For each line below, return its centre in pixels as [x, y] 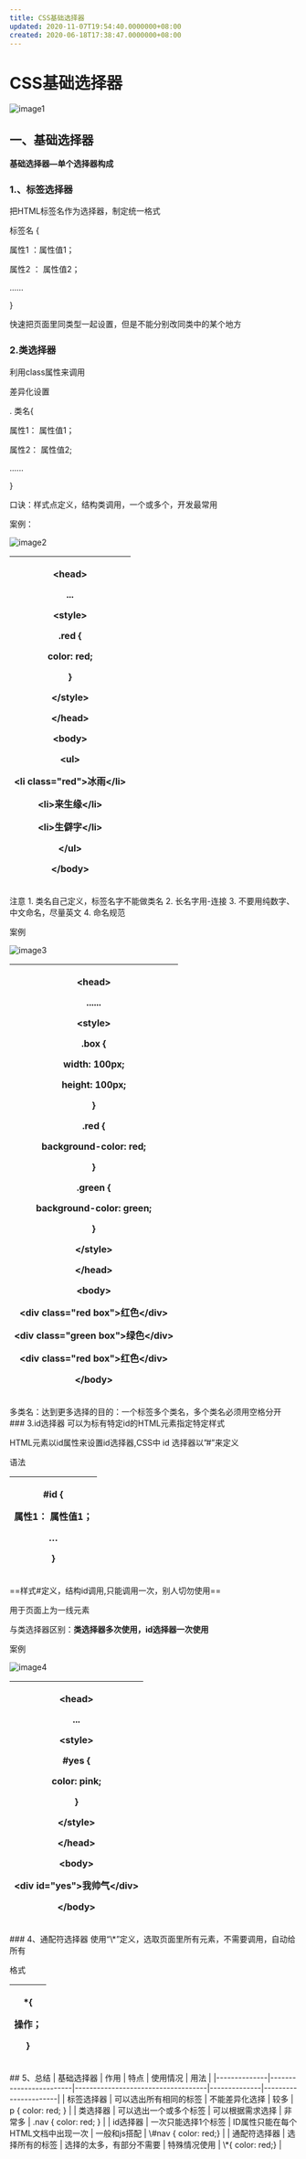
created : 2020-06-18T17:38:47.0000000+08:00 [95, 35]
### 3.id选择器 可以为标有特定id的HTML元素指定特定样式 [117, 1423]
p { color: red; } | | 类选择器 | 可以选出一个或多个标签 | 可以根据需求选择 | [146, 2110]
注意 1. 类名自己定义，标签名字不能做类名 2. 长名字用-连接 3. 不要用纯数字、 [152, 900]
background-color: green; [94, 1207]
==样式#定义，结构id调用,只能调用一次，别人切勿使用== [115, 1590]
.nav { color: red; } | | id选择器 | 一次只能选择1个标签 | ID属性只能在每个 [165, 2122]
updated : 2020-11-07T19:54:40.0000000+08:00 [95, 27]
